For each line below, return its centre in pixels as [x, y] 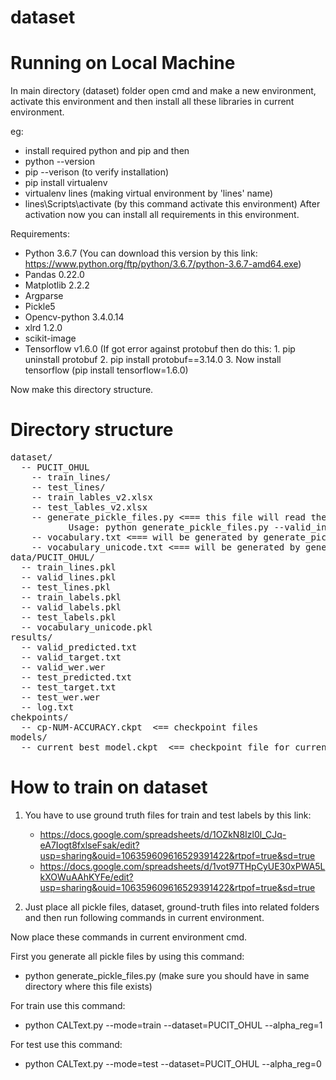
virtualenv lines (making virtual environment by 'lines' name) [149, 193]
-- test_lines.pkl [66, 587]
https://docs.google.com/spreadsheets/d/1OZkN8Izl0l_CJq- [163, 834]
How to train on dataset [109, 787]
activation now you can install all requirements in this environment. [162, 215]
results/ [31, 637]
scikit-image [50, 338]
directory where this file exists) [88, 986]
